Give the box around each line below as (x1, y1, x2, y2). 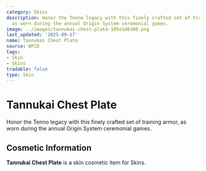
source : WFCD (6, 44, 40, 50)
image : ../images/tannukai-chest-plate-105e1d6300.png (6, 26, 150, 32)
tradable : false (6, 66, 48, 72)
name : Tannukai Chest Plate (6, 37, 78, 44)
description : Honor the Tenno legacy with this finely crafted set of (6, 15, 191, 21)
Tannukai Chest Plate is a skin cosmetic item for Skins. (6, 159, 146, 166)
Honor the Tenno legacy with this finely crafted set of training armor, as (6, 118, 187, 126)
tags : (6, 49, 20, 55)
